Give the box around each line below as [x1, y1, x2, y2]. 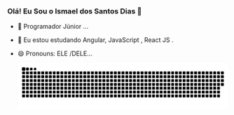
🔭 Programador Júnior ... [17, 22, 89, 31]
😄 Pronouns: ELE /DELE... [17, 49, 92, 58]
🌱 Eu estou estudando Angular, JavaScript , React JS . [17, 36, 174, 44]
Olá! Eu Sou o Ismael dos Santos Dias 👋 [7, 6, 142, 16]
